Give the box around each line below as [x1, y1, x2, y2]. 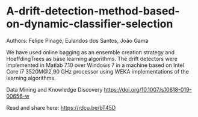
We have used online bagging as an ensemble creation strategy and [6, 48, 175, 55]
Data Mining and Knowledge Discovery [6, 86, 103, 93]
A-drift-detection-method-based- [6, 4, 180, 18]
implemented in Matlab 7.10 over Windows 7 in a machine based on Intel [6, 62, 185, 69]
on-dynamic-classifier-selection [6, 17, 173, 31]
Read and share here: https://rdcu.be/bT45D [6, 104, 116, 111]
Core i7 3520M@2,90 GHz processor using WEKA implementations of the [6, 68, 190, 75]
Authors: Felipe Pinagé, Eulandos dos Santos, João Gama [6, 37, 149, 44]
